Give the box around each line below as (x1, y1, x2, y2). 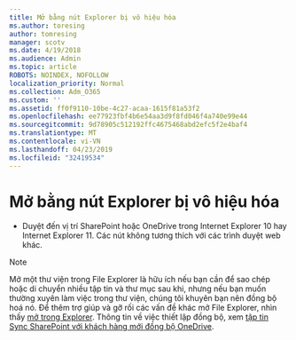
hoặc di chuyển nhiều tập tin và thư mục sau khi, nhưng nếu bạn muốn (9, 283, 267, 294)
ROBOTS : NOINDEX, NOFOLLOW (9, 71, 109, 80)
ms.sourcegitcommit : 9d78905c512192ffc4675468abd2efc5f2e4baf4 (9, 121, 248, 130)
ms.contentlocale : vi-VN (9, 137, 101, 146)
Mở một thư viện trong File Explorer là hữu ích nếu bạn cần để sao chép (9, 274, 270, 285)
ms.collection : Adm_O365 (9, 87, 101, 96)
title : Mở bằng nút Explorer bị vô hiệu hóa (9, 12, 176, 22)
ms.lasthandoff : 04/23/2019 (9, 145, 113, 154)
